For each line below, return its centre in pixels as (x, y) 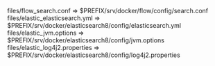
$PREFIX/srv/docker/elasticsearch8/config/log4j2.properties (94, 55)
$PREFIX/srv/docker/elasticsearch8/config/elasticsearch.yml (94, 25)
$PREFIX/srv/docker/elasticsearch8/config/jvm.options (86, 40)
